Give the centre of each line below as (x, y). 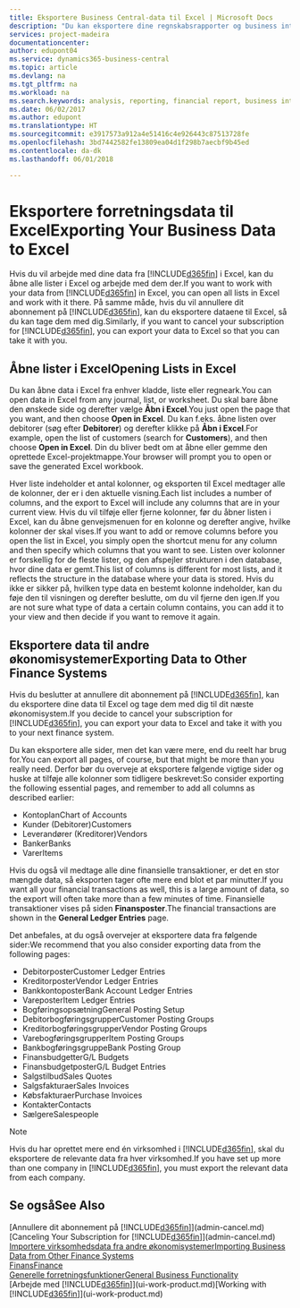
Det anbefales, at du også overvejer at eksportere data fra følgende (133, 936)
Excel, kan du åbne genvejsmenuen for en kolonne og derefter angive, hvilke (150, 522)
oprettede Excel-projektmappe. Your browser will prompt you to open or (141, 457)
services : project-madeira (59, 34)
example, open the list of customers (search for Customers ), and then (138, 438)
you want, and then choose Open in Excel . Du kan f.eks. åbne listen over (143, 419)
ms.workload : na (39, 92)
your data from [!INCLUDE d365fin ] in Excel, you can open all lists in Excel (144, 293)
